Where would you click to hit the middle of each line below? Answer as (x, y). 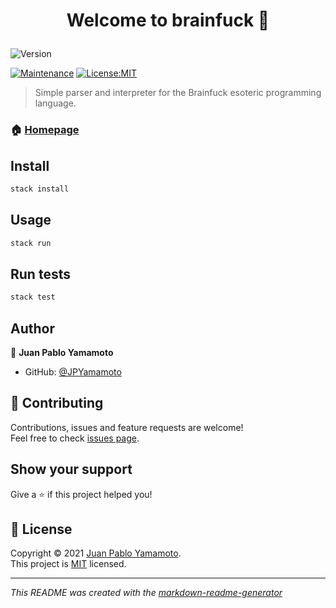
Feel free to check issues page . (75, 438)
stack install (40, 189)
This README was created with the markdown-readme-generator (146, 593)
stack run (31, 243)
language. (55, 103)
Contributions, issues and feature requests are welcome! (127, 427)
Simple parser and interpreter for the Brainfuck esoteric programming (178, 93)
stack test (33, 297)
